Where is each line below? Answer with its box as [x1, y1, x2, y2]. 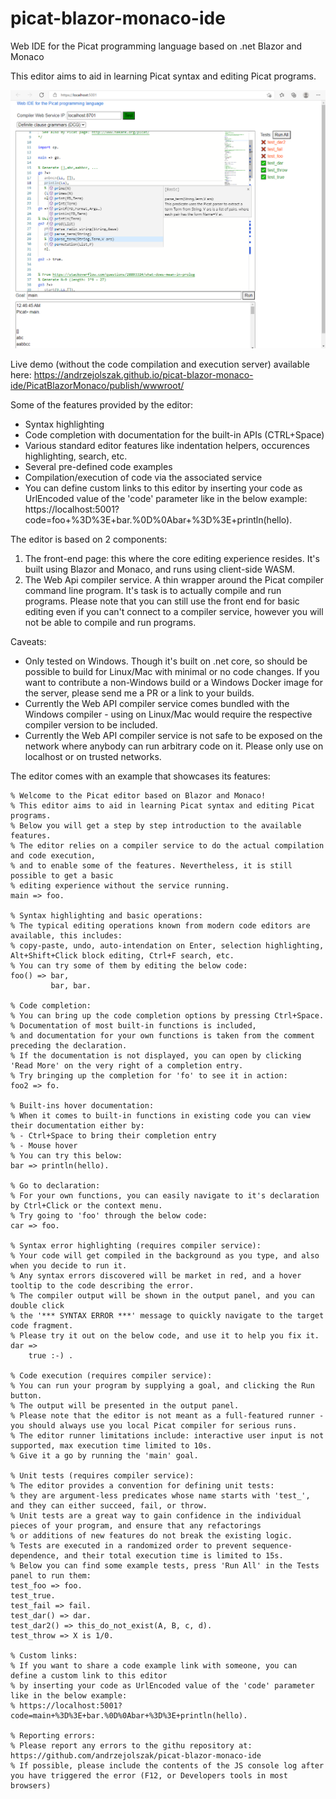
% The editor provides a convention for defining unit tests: [10, 1480, 275, 1491]
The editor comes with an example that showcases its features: [10, 770, 271, 782]
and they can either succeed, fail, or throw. [10, 1500, 208, 1511]
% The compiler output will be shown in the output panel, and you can [10, 1290, 315, 1301]
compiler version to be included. [24, 718, 158, 731]
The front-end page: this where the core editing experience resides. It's [24, 552, 320, 564]
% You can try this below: [10, 1150, 123, 1161]
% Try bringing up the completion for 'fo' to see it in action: [10, 1070, 288, 1081]
